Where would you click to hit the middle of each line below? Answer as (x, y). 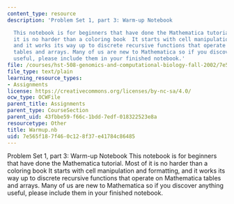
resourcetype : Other (37, 123)
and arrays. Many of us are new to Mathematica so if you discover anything (116, 186)
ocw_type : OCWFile (34, 97)
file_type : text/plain (40, 71)
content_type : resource (42, 14)
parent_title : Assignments (46, 104)
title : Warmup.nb (32, 130)
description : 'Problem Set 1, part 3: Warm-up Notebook (90, 20)
